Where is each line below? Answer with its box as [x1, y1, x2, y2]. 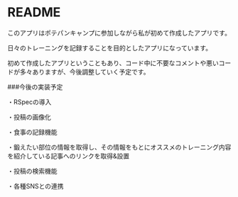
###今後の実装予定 [7, 82, 63, 91]
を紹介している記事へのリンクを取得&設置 [7, 152, 130, 160]
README [7, 4, 61, 21]
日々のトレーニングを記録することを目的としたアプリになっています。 [7, 43, 212, 52]
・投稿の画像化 [7, 113, 51, 121]
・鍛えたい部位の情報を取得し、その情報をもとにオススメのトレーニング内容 [7, 142, 232, 151]
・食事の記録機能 [7, 128, 58, 136]
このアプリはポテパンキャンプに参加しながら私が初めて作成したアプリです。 [7, 28, 231, 37]
